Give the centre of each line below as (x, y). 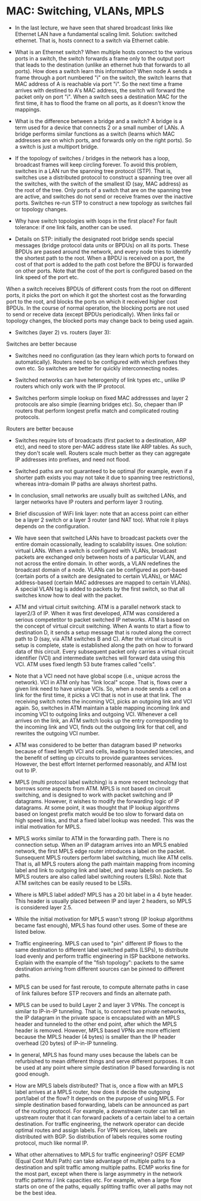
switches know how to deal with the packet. (69, 595)
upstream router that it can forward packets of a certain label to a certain (104, 1117)
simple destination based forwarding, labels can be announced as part (102, 1104)
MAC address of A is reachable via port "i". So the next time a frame (98, 84)
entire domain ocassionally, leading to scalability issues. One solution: (101, 544)
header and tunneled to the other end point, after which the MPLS (96, 1024)
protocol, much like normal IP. (51, 1143)
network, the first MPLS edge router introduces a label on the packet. (100, 851)
